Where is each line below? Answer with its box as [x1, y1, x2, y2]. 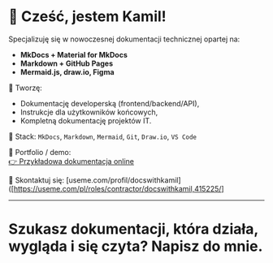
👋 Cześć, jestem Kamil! [8, 7, 167, 26]
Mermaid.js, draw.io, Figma [19, 67, 115, 76]
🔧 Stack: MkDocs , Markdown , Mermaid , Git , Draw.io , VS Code [8, 131, 197, 141]
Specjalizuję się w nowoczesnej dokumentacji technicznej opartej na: [8, 34, 240, 44]
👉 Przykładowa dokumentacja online [8, 156, 135, 166]
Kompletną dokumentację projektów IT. [19, 115, 152, 125]
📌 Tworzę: [8, 83, 42, 93]
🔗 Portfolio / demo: [8, 147, 71, 157]
